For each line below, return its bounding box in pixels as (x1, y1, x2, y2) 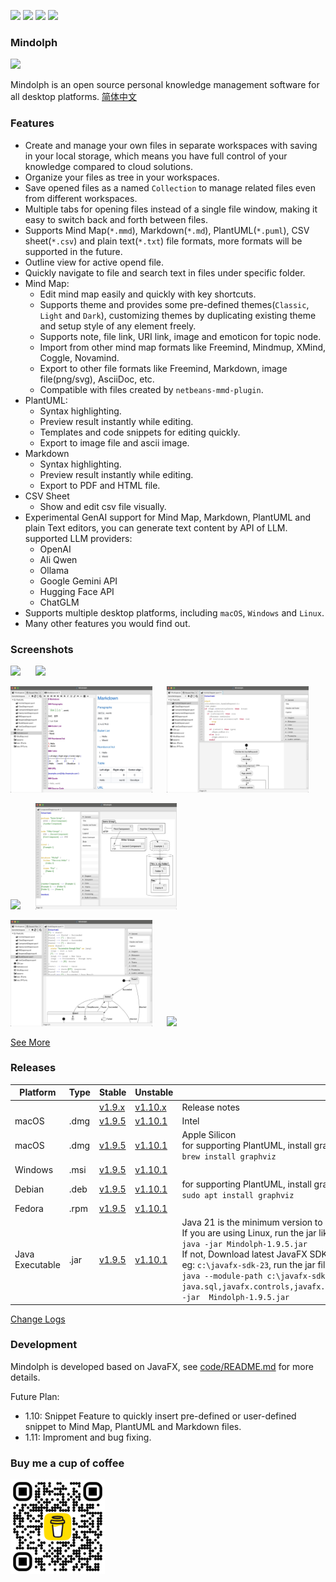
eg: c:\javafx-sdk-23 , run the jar (181, 1259, 316, 1271)
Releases (10, 1061, 57, 1075)
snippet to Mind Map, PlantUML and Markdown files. (24, 1420, 242, 1432)
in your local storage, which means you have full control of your (24, 150, 288, 162)
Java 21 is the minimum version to (181, 1216, 323, 1229)
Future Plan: (10, 1390, 60, 1402)
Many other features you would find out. (24, 617, 191, 629)
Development (10, 1338, 78, 1352)
